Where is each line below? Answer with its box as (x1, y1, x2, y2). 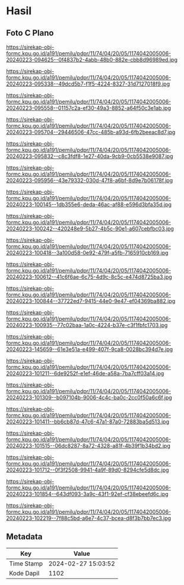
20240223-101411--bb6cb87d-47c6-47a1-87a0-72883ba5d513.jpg (6, 418, 169, 425)
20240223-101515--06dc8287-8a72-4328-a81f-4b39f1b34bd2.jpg (6, 442, 170, 449)
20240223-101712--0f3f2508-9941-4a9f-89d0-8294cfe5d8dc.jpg (6, 466, 169, 473)
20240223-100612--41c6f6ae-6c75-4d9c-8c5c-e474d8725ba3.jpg (6, 273, 172, 280)
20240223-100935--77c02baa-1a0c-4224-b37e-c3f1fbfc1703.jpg (6, 322, 168, 328)
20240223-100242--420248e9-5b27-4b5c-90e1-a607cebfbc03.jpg (6, 225, 174, 232)
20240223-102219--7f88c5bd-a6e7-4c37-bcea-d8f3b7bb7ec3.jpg (6, 515, 171, 521)
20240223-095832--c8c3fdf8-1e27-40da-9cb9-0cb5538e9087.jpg (6, 153, 173, 160)
